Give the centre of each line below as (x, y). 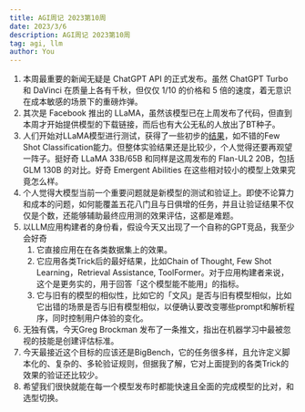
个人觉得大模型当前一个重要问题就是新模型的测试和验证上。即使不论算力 (158, 193)
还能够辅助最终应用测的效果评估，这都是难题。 (150, 216)
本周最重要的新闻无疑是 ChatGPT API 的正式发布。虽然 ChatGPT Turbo (155, 79)
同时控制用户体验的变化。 (100, 318)
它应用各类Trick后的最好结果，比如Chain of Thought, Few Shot (154, 262)
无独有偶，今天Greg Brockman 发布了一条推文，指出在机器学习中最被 (153, 330)
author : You (32, 52)
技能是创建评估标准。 (79, 341)
